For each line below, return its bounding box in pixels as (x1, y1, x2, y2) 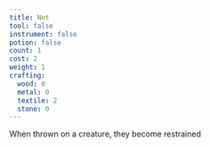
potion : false (9, 37, 62, 47)
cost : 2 (9, 54, 38, 63)
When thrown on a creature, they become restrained (9, 128, 202, 139)
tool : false (9, 21, 53, 30)
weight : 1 (9, 63, 46, 72)
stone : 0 (17, 104, 50, 113)
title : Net (9, 12, 50, 22)
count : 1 (9, 46, 42, 55)
